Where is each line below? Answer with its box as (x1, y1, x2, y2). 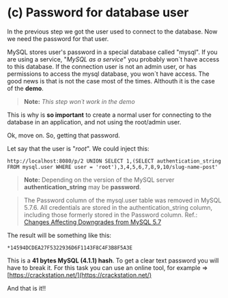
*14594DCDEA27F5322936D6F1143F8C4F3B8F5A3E (7, 244, 133, 251)
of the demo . (7, 84, 44, 92)
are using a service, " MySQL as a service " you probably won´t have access (7, 55, 220, 63)
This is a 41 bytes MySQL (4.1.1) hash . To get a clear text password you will (7, 256, 220, 265)
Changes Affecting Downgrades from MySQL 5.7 (23, 217, 162, 226)
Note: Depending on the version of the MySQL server (23, 176, 175, 184)
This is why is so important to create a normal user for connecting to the (7, 111, 212, 119)
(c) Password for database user (7, 5, 189, 21)
